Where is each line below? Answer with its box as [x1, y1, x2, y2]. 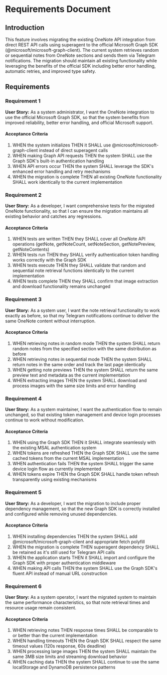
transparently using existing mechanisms [12, 477, 97, 483]
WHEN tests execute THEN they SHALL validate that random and [12, 263, 146, 269]
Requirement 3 [5, 296, 42, 303]
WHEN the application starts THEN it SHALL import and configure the [12, 554, 155, 560]
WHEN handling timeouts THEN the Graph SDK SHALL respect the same [12, 638, 161, 644]
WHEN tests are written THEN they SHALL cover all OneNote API [12, 236, 146, 242]
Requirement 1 [5, 98, 41, 105]
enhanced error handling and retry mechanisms [12, 168, 111, 174]
